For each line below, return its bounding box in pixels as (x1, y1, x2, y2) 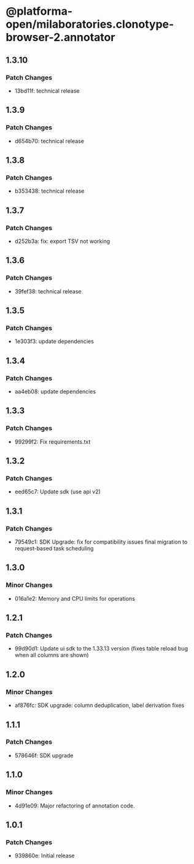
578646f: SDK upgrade (14, 752, 74, 759)
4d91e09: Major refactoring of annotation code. (14, 802, 135, 809)
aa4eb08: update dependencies (14, 388, 96, 395)
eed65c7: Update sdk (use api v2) (14, 488, 101, 495)
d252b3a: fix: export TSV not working (14, 237, 111, 245)
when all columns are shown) (14, 652, 90, 659)
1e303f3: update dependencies (14, 337, 95, 345)
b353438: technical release (14, 187, 85, 195)
